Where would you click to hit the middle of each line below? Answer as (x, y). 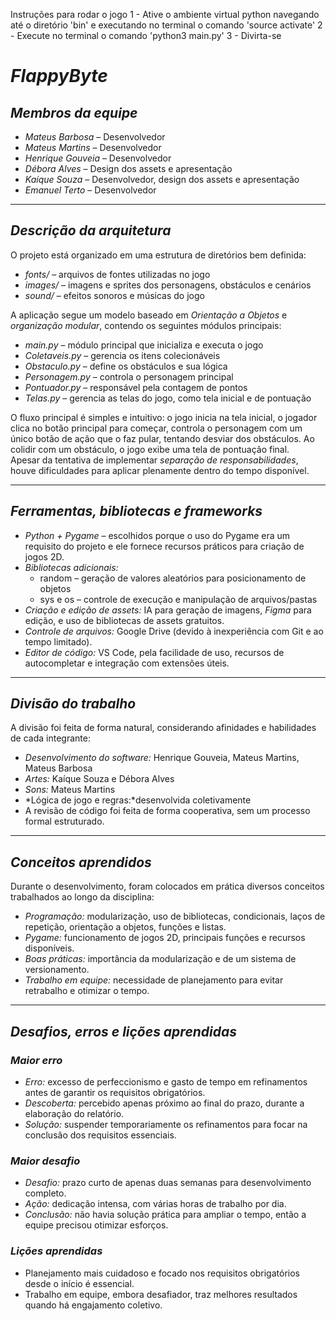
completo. (45, 1193)
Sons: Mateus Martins (70, 790)
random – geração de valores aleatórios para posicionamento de (173, 578)
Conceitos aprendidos (81, 862)
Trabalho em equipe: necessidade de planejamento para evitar (154, 980)
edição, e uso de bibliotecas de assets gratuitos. (124, 620)
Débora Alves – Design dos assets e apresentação (128, 168)
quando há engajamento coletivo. (93, 1305)
